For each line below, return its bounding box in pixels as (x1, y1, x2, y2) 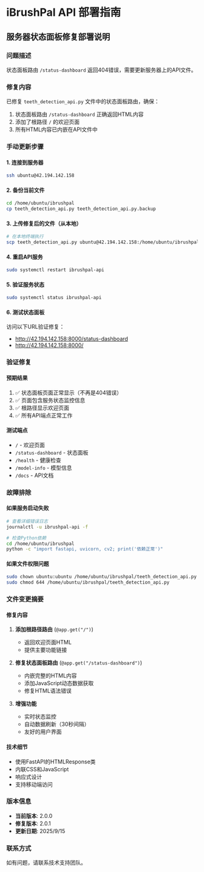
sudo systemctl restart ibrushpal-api (6, 267, 104, 273)
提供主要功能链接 (24, 646, 67, 654)
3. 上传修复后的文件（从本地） (6, 220, 82, 227)
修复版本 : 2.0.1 (15, 820, 51, 827)
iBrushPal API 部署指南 (6, 5, 121, 19)
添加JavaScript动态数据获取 (24, 680, 94, 687)
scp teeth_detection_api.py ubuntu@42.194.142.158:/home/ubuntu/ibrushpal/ (6, 239, 202, 246)
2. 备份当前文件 (6, 186, 45, 194)
